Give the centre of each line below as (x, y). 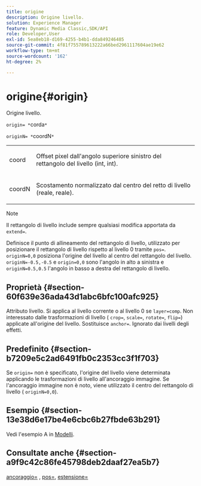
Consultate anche (40, 453)
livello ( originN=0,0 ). (32, 392)
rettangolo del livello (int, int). (77, 164)
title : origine (25, 12)
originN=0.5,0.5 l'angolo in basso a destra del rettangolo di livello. (88, 268)
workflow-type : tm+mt (33, 51)
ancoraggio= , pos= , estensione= (47, 476)
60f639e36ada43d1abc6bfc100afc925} (83, 297)
